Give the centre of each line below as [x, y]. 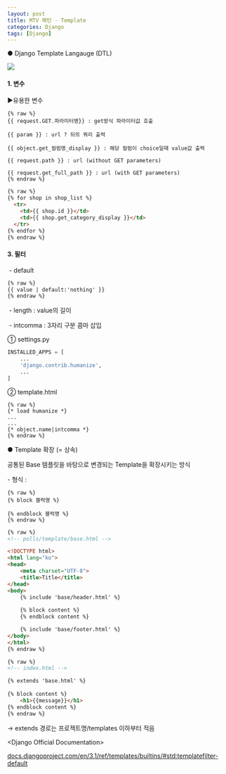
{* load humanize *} [38, 411]
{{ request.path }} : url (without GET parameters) [84, 161]
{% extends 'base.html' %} [47, 681]
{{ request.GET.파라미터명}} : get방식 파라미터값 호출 [80, 121]
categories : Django [36, 27]
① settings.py [28, 340]
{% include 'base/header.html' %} [70, 597]
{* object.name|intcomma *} [48, 430]
